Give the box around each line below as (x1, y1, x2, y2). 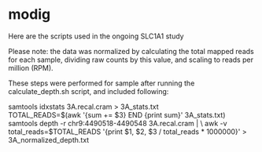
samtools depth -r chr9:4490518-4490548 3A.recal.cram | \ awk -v (8, 118, 227, 128)
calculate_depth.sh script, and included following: (8, 86, 169, 96)
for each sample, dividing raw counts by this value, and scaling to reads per (8, 55, 254, 64)
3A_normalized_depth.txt (8, 135, 90, 144)
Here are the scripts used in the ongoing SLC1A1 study (8, 31, 184, 41)
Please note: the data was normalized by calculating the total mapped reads (8, 46, 254, 56)
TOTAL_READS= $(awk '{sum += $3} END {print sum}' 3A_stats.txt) (8, 110, 226, 119)
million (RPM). (8, 63, 54, 72)
